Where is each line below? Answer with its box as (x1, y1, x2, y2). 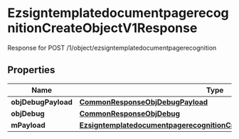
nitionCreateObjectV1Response (7, 20, 198, 36)
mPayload (11, 120, 46, 130)
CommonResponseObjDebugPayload (79, 97, 208, 107)
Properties (7, 64, 55, 76)
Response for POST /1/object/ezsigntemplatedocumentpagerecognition (7, 43, 217, 52)
